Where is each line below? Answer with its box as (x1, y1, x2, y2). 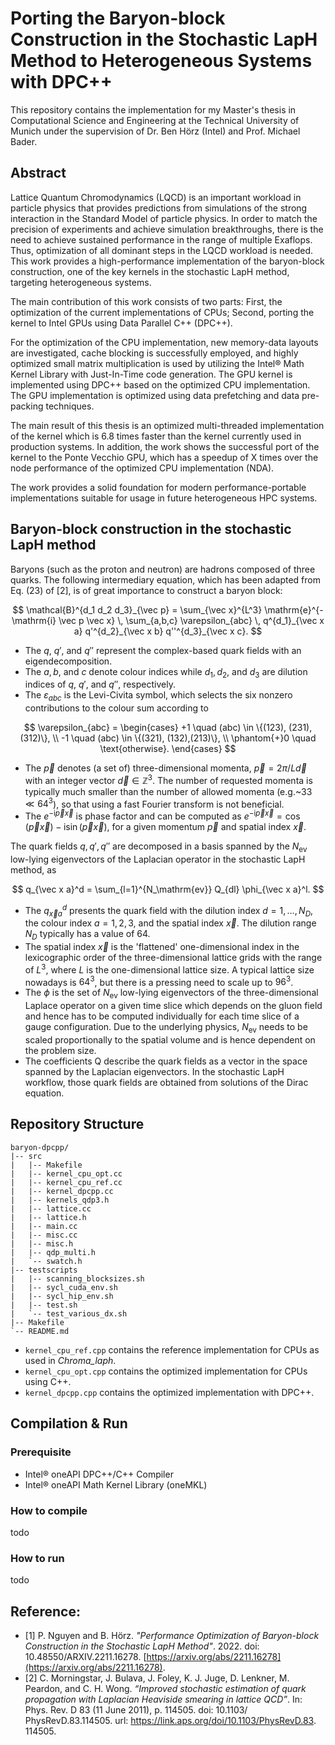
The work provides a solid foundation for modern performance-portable (10, 481, 307, 493)
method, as (10, 863, 57, 876)
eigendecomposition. (24, 655, 113, 667)
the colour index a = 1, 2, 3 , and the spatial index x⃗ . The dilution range (24, 917, 317, 929)
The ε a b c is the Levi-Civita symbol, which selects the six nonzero (24, 689, 293, 704)
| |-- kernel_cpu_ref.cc (10, 1177, 123, 1187)
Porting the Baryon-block (10, 7, 226, 30)
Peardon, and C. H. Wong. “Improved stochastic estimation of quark (24, 1682, 307, 1694)
